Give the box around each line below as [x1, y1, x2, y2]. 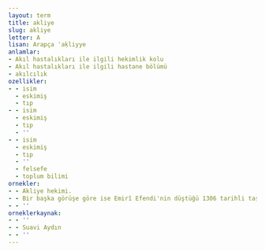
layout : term [8, 11, 51, 20]
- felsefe [15, 165, 47, 173]
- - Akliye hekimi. [8, 186, 73, 195]
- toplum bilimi [15, 172, 69, 181]
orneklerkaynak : [8, 209, 62, 217]
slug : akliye [8, 26, 51, 34]
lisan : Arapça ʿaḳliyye [8, 41, 87, 49]
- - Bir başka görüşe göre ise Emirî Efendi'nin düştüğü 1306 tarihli [8, 194, 245, 202]
